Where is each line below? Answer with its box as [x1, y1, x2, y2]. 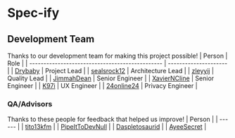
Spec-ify [7, 5, 60, 21]
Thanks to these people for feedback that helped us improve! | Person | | [7, 115, 218, 124]
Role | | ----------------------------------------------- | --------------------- [7, 59, 228, 68]
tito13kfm [25, 123, 52, 131]
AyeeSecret [168, 123, 203, 131]
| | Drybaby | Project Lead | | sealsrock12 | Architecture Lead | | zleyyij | [7, 67, 215, 75]
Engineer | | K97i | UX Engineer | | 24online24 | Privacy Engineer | [7, 82, 198, 89]
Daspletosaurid [115, 123, 160, 131]
